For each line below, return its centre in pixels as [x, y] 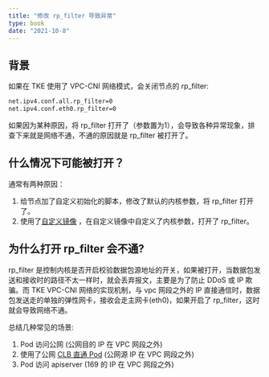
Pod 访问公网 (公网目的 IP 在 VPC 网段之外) [91, 344]
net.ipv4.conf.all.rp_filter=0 [61, 101]
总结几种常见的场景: [41, 327]
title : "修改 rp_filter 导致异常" [62, 16]
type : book [26, 23]
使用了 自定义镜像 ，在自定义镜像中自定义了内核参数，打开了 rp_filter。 [137, 221]
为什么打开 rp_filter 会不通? [76, 249]
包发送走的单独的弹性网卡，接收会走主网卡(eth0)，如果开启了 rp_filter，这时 [134, 300]
